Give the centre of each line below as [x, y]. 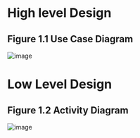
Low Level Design [60, 84]
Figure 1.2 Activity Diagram [68, 110]
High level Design [59, 13]
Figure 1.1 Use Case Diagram [70, 39]
